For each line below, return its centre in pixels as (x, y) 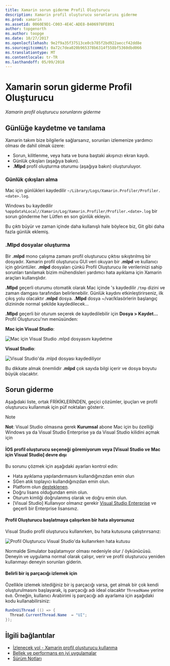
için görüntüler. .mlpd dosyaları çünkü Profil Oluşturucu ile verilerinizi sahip (84, 267)
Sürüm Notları (27, 658)
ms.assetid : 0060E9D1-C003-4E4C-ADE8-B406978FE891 (60, 24)
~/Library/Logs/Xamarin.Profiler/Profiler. (114, 191)
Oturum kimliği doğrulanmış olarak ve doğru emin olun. (70, 497)
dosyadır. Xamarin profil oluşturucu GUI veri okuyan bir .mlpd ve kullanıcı (82, 261)
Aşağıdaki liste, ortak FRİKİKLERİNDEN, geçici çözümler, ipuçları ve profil (81, 402)
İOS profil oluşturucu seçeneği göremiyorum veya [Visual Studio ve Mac (83, 449)
